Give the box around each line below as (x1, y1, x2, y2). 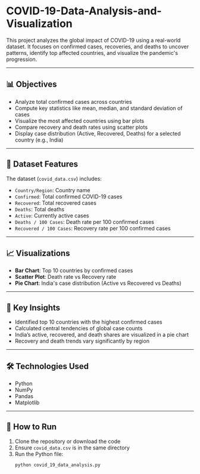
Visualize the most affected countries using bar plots (14, 117, 145, 124)
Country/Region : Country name (14, 186, 90, 193)
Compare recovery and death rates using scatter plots (14, 124, 148, 131)
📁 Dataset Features (6, 159, 79, 170)
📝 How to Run (6, 422, 57, 432)
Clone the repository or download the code (14, 438, 121, 445)
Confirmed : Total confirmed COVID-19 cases (14, 193, 123, 200)
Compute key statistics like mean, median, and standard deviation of (14, 104, 183, 112)
